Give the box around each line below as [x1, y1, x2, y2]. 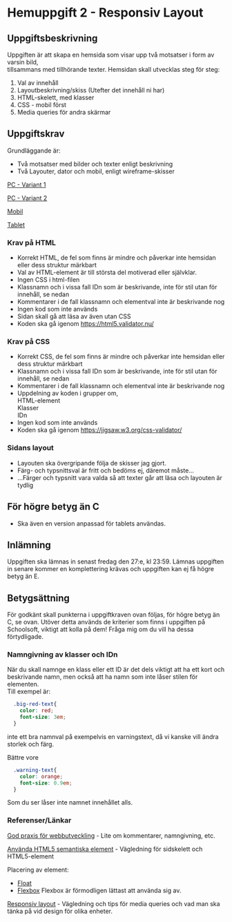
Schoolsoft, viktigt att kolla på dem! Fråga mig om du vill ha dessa [7, 625, 194, 633]
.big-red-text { [13, 701, 57, 708]
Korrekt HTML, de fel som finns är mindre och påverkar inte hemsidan [17, 253, 216, 262]
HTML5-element [7, 852, 54, 861]
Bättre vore [7, 753, 39, 761]
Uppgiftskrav [7, 128, 65, 140]
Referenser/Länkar [7, 816, 72, 825]
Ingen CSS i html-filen [17, 276, 80, 284]
